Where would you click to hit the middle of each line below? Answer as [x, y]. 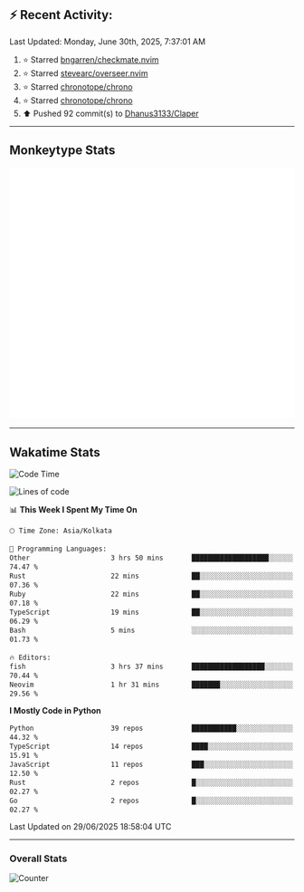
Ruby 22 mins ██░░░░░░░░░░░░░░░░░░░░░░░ [152, 594]
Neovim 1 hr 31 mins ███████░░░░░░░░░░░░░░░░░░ [152, 685]
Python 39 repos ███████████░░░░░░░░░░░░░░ [152, 728]
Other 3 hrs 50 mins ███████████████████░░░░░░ [152, 558]
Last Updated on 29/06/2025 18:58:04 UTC [90, 826]
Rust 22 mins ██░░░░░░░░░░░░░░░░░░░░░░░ [152, 576]
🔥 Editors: [30, 657]
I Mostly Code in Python [55, 710]
